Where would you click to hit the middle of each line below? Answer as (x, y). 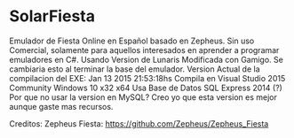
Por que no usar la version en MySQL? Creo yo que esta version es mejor (143, 97)
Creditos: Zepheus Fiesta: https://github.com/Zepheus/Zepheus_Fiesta (139, 123)
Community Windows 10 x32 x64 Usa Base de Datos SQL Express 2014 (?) (146, 88)
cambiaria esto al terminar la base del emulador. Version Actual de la (135, 69)
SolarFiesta (52, 16)
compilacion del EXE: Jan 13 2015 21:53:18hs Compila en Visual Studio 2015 (147, 78)
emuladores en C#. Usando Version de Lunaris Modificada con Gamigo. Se (147, 59)
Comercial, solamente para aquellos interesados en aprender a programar (144, 50)
